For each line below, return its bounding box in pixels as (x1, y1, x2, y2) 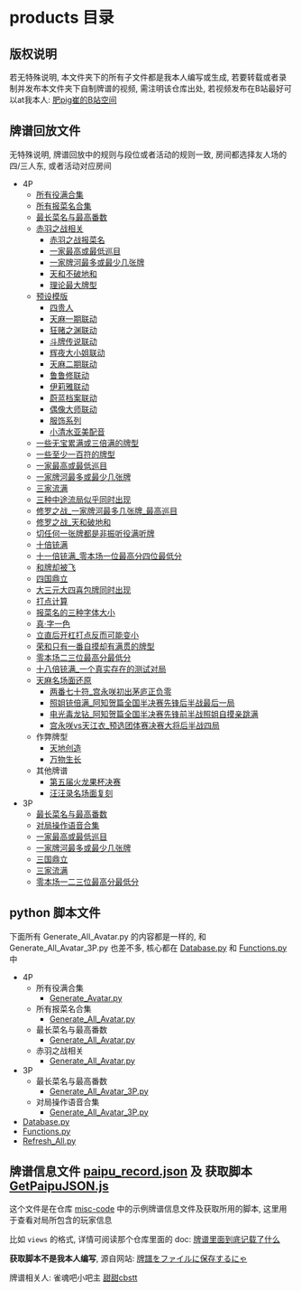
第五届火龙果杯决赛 (49, 776, 122, 787)
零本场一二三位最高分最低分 (35, 876, 140, 887)
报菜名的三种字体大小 (35, 606, 115, 618)
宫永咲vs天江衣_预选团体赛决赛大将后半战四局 (49, 719, 221, 731)
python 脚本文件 (9, 905, 101, 921)
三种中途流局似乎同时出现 (35, 493, 132, 505)
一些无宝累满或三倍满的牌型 (35, 437, 140, 448)
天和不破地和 (49, 267, 97, 279)
